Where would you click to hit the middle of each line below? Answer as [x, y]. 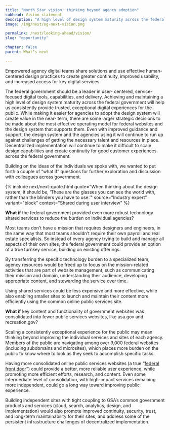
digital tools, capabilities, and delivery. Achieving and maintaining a [93, 96]
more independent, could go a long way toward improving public [73, 385]
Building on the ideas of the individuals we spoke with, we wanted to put [80, 166]
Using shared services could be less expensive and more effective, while [81, 290]
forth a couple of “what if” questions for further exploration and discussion [83, 171]
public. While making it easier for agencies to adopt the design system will [83, 113]
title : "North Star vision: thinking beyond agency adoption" [72, 10]
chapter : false [21, 47]
